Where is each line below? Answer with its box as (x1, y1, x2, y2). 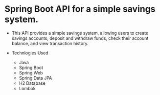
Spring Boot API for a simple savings (4, 3, 156, 15)
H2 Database (19, 80, 46, 86)
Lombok (19, 85, 36, 91)
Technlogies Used (11, 50, 48, 56)
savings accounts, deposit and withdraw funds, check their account (11, 35, 149, 41)
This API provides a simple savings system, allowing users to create (11, 30, 149, 36)
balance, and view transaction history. (11, 40, 89, 46)
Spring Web (19, 70, 43, 75)
